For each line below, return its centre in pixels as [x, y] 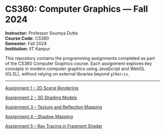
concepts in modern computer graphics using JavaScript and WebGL [75, 68]
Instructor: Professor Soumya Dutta [41, 33]
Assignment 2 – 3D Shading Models [41, 97]
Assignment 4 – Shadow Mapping [39, 116]
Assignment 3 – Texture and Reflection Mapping [54, 107]
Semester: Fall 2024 [26, 43]
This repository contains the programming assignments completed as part [80, 58]
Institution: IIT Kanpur [28, 49]
